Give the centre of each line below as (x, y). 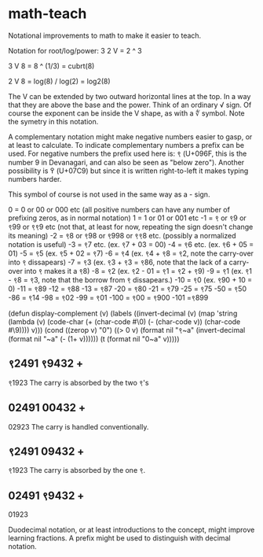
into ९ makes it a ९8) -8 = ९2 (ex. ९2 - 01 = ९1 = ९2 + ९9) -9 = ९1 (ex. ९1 (139, 271)
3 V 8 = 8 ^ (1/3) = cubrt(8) (51, 66)
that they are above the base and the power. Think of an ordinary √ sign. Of (130, 105)
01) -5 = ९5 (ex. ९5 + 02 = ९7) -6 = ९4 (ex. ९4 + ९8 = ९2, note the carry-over (131, 253)
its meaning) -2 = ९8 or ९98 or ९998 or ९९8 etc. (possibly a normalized (122, 235)
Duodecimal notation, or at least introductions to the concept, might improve (131, 530)
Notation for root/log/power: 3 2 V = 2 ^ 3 (75, 50)
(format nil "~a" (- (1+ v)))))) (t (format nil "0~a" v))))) (94, 338)
